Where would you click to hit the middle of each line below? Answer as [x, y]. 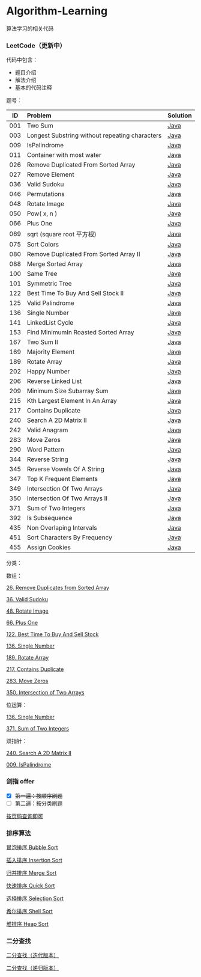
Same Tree [42, 274]
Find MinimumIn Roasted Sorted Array [80, 332]
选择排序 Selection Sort [35, 898]
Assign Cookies [49, 547]
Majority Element [51, 352]
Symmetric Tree [49, 284]
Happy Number [48, 372]
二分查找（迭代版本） [32, 955]
